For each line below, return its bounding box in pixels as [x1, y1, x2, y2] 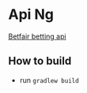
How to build [8, 54, 72, 68]
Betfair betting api [8, 32, 66, 41]
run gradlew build [19, 75, 79, 84]
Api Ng [8, 6, 54, 24]
